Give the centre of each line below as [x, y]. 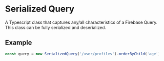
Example [19, 43]
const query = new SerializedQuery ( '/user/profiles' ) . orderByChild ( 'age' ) [83, 54]
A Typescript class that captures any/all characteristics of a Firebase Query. [81, 22]
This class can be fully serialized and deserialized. [56, 27]
